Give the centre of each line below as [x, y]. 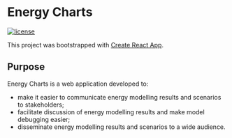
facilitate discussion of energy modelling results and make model [111, 112]
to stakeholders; [41, 105]
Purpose [26, 67]
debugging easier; [44, 119]
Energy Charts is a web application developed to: [78, 84]
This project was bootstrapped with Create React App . [86, 45]
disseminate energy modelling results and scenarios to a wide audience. [121, 127]
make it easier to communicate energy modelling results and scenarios [119, 97]
